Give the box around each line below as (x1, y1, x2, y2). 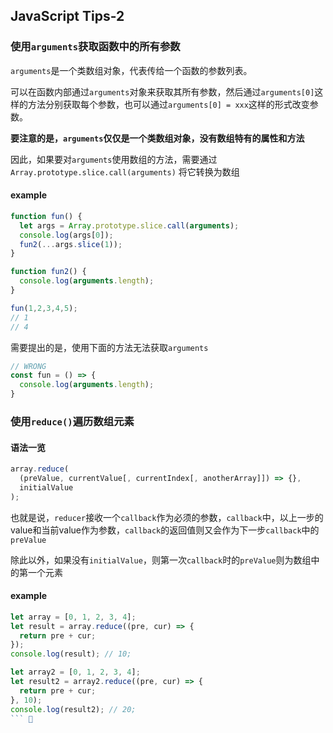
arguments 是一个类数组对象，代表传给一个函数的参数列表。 (10, 64, 253, 76)
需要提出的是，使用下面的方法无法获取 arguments (10, 341, 209, 353)
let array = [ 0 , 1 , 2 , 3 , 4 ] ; (10, 612, 137, 622)
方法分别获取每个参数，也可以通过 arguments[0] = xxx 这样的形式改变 (27, 98, 310, 110)
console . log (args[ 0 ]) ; (19, 230, 114, 240)
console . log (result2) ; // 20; (10, 704, 137, 714)
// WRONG (10, 361, 47, 371)
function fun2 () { (10, 267, 87, 277)
